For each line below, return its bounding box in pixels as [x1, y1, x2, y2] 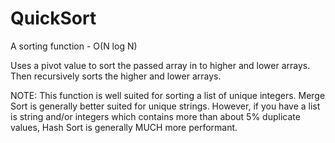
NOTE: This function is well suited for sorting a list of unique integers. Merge [10, 89, 326, 101]
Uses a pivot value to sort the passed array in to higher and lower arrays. [10, 59, 311, 71]
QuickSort [10, 7, 97, 30]
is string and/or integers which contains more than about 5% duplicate [10, 110, 301, 122]
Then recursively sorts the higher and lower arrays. [10, 70, 222, 82]
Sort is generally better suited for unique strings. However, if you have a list [10, 100, 321, 112]
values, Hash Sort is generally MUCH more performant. [10, 121, 238, 133]
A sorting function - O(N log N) [10, 40, 138, 52]
